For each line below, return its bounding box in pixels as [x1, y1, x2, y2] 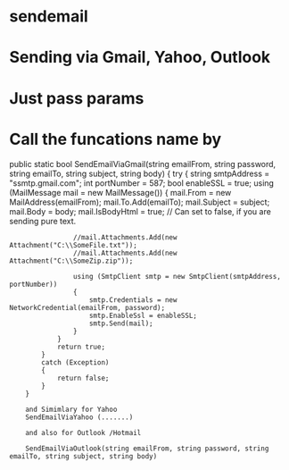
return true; [56, 342, 105, 351]
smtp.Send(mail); [88, 319, 153, 328]
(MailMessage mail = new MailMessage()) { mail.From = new [9, 187, 232, 197]
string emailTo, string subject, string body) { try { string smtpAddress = [9, 168, 270, 179]
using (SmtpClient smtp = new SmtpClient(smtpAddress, [72, 272, 281, 281]
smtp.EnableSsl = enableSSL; [88, 311, 198, 320]
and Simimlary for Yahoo [25, 405, 118, 414]
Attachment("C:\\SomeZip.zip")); [9, 256, 134, 265]
